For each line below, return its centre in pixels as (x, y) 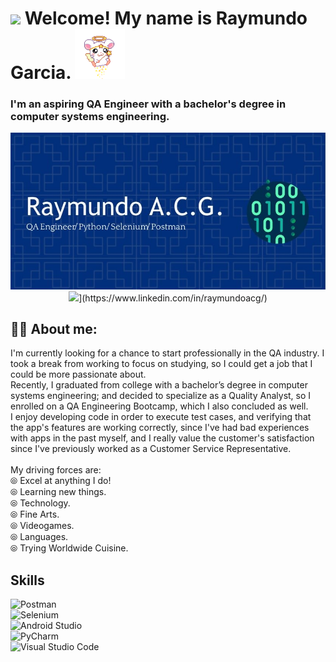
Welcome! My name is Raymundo (166, 18)
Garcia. (41, 73)
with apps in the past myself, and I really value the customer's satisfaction (162, 438)
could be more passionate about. (78, 374)
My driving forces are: (56, 470)
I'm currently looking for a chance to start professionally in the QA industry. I (167, 353)
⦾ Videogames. (42, 526)
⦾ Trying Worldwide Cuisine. (69, 548)
